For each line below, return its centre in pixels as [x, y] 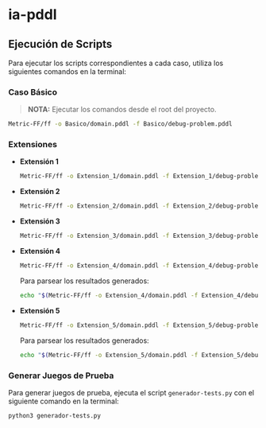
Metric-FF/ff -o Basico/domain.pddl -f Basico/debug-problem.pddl [120, 124]
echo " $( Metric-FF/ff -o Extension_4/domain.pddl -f [109, 295]
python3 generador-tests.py [55, 415]
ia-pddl [33, 15]
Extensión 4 [40, 251]
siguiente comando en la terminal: [64, 401]
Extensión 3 [40, 221]
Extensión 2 [40, 192]
